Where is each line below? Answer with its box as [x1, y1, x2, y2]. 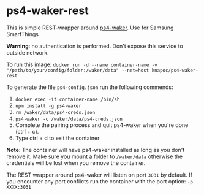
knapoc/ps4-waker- [151, 67, 199, 74]
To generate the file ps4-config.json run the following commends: [6, 83, 173, 91]
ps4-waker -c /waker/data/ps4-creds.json [15, 116, 123, 122]
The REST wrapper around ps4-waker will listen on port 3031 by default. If [6, 171, 193, 178]
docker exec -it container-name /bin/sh [15, 96, 120, 102]
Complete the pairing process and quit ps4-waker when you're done [15, 121, 189, 129]
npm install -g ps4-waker [15, 102, 81, 109]
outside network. [6, 48, 49, 56]
